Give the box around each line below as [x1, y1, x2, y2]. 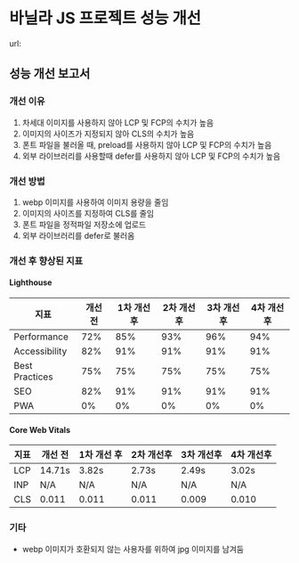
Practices [13, 371, 53, 383]
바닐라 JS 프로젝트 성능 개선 [9, 8, 202, 29]
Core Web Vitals [9, 424, 71, 435]
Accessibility [13, 345, 68, 357]
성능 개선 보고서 [9, 66, 91, 81]
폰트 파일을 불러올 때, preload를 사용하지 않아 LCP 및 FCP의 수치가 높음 [21, 139, 272, 150]
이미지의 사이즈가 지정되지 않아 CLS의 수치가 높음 [21, 128, 195, 139]
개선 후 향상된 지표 [9, 255, 84, 267]
